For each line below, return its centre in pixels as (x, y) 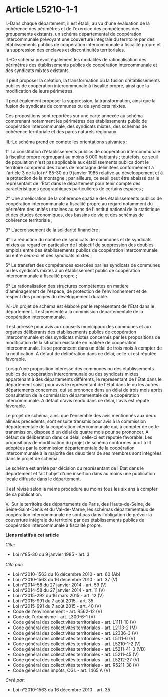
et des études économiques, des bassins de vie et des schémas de (75, 215)
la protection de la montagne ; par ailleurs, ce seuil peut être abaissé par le (82, 178)
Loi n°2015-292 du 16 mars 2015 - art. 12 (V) (58, 595)
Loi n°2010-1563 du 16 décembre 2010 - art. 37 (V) (65, 579)
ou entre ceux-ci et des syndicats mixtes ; (49, 255)
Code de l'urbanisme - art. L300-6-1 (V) (54, 617)
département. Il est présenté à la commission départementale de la (74, 311)
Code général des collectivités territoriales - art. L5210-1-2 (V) (77, 644)
